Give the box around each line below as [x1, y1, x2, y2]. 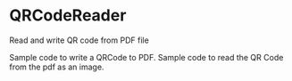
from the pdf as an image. [9, 61, 104, 72]
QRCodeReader [9, 5, 127, 26]
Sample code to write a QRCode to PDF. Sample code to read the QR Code [9, 52, 284, 62]
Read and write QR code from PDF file [9, 35, 149, 45]
